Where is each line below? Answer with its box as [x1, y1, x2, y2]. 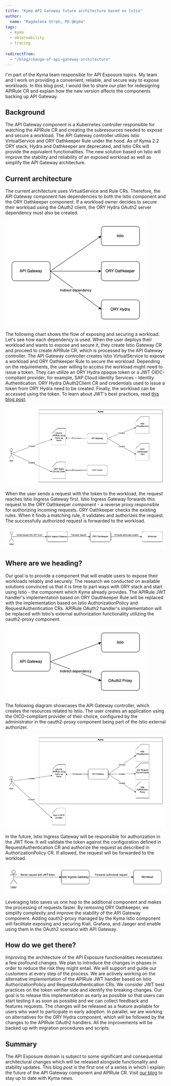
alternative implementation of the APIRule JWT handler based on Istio [5, 976, 152, 982]
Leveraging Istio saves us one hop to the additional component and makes [5, 899, 162, 905]
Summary [5, 1039, 37, 1048]
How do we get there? [5, 941, 77, 949]
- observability [10, 35, 44, 40]
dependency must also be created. [5, 210, 79, 216]
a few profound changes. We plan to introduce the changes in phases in [5, 960, 157, 966]
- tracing [10, 41, 31, 46]
